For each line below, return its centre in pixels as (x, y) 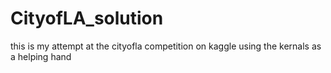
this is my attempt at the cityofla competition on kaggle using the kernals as (166, 46)
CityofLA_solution (87, 18)
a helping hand (41, 56)
